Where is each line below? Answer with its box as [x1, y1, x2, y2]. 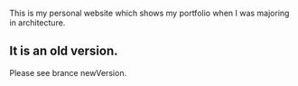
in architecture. [9, 17, 66, 28]
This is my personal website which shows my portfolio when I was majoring [9, 8, 290, 18]
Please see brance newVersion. [9, 67, 127, 78]
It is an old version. [9, 43, 119, 59]
